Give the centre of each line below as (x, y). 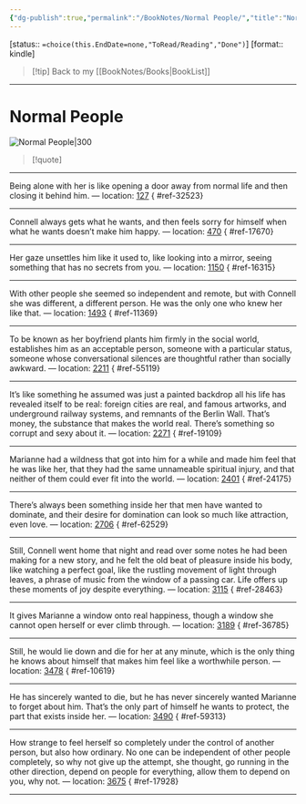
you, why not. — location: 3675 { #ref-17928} (94, 781)
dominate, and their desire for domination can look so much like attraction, (149, 514)
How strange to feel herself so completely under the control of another (142, 742)
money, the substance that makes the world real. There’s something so (142, 423)
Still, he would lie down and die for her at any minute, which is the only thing (152, 651)
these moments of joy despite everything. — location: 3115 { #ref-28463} (147, 589)
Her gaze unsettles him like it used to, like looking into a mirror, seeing (141, 257)
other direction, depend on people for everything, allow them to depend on (150, 771)
